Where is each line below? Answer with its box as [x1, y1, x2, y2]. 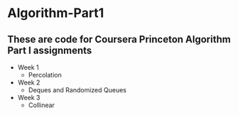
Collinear [28, 101, 55, 109]
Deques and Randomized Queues [28, 86, 126, 94]
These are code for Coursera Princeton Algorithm [7, 33, 231, 45]
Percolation [28, 71, 62, 79]
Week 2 [17, 78, 40, 87]
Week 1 [17, 63, 39, 72]
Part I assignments [7, 44, 92, 56]
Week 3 [17, 94, 40, 102]
